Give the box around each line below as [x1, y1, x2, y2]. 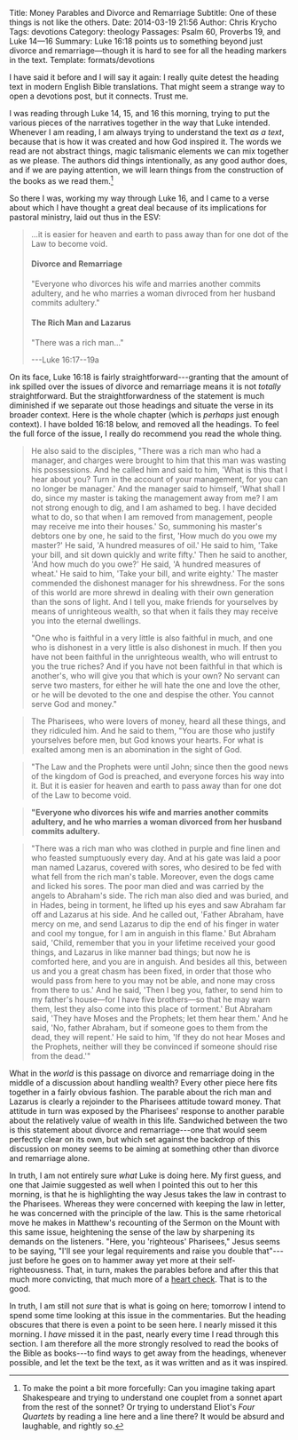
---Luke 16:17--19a [30, 354, 99, 365]
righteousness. [9, 1265, 64, 1276]
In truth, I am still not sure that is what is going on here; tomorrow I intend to [9, 1301, 286, 1311]
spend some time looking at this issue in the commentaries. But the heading [9, 1310, 286, 1321]
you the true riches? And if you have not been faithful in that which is [30, 661, 283, 672]
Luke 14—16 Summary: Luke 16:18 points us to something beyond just [9, 36, 263, 46]
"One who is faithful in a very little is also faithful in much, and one [30, 632, 273, 643]
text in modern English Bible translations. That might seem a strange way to [9, 82, 286, 91]
